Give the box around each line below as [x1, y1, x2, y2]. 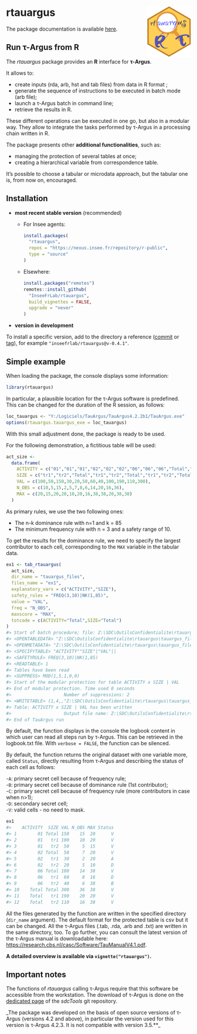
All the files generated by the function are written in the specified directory [6, 910, 186, 917]
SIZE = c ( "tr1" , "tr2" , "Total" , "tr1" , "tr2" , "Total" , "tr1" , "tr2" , [16, 473, 177, 478]
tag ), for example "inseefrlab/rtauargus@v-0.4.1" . [6, 340, 130, 347]
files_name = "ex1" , [11, 580, 62, 586]
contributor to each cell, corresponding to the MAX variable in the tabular [6, 543, 179, 550]
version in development [14, 322, 74, 329]
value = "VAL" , [11, 599, 49, 604]
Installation [6, 194, 48, 204]
